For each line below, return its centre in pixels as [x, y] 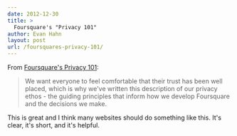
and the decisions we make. [66, 104]
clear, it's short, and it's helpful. [53, 125]
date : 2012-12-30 [33, 14]
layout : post [27, 41]
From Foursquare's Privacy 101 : [53, 67]
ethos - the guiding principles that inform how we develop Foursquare [127, 96]
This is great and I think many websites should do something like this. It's [115, 117]
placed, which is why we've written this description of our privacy [121, 89]
